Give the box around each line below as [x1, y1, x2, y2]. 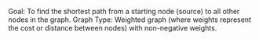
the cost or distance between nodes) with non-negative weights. [8, 24, 217, 32]
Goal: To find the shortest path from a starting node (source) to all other [8, 7, 240, 16]
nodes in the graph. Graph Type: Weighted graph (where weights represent [8, 15, 251, 24]
